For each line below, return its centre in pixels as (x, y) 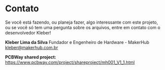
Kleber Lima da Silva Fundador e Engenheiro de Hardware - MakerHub (77, 42)
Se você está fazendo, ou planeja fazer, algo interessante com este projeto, (82, 22)
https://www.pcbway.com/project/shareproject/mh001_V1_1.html (70, 62)
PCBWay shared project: (31, 57)
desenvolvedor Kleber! (28, 33)
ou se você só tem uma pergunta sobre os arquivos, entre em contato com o (83, 27)
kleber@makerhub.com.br (32, 47)
